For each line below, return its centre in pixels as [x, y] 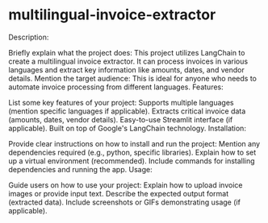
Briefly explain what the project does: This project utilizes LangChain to [127, 52]
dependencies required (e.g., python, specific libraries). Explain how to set [132, 152]
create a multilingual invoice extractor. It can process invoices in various [128, 61]
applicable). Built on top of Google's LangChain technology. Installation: [127, 128]
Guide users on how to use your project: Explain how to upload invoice [126, 185]
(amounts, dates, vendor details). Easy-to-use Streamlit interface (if [121, 119]
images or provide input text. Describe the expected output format [119, 193]
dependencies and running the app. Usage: [80, 169]
